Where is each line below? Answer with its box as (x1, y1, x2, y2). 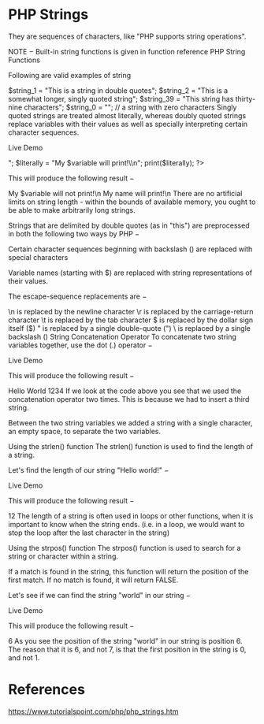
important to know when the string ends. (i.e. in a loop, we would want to (8, 519, 245, 529)
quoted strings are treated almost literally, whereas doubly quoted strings (8, 110, 247, 120)
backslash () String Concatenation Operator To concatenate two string (8, 332, 236, 341)
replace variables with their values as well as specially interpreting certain (8, 119, 248, 128)
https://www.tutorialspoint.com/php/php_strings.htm (8, 707, 179, 716)
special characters (8, 252, 69, 262)
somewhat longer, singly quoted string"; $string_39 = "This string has (8, 94, 234, 103)
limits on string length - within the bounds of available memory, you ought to (8, 197, 256, 206)
